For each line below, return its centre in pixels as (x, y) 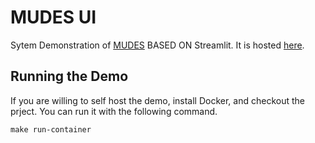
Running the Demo (69, 76)
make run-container (51, 129)
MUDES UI (53, 17)
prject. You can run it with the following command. (114, 111)
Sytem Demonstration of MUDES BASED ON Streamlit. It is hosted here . (157, 45)
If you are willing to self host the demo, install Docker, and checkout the (157, 100)
